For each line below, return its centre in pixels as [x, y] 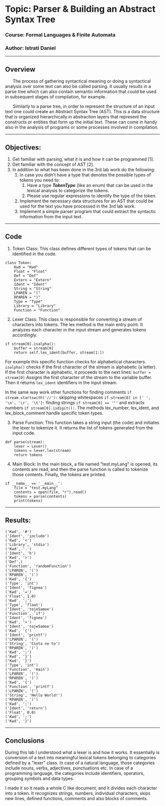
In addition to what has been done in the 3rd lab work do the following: [84, 170]
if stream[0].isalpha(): [30, 344]
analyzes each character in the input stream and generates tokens [79, 329]
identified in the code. [34, 254]
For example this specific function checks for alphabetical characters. [76, 361]
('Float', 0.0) [21, 712]
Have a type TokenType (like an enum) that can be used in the [90, 185]
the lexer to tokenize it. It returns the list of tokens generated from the [82, 428]
